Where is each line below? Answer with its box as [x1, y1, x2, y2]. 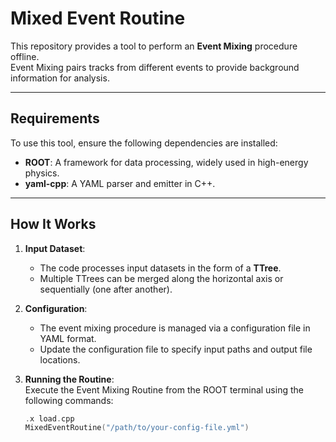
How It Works [10, 216, 97, 233]
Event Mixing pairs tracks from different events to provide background [10, 61, 300, 73]
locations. [39, 353, 81, 366]
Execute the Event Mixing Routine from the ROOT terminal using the [24, 383, 304, 396]
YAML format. [39, 332, 97, 344]
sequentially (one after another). [39, 283, 173, 295]
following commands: [24, 394, 114, 406]
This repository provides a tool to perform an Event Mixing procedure [10, 40, 298, 52]
